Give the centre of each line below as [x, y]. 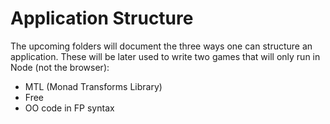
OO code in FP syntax [69, 108]
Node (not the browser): [60, 67]
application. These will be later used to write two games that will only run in [165, 56]
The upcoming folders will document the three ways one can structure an [161, 46]
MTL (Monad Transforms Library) [93, 86]
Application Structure [102, 18]
